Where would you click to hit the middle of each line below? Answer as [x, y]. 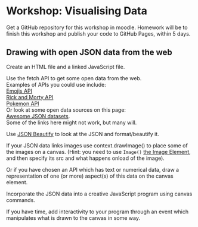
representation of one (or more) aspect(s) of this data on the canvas [90, 176]
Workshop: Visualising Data [77, 11]
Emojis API [19, 91]
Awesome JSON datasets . [38, 116]
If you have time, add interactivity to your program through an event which [98, 212]
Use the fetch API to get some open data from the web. [74, 78]
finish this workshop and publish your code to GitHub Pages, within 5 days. [98, 33]
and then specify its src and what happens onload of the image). [86, 158]
